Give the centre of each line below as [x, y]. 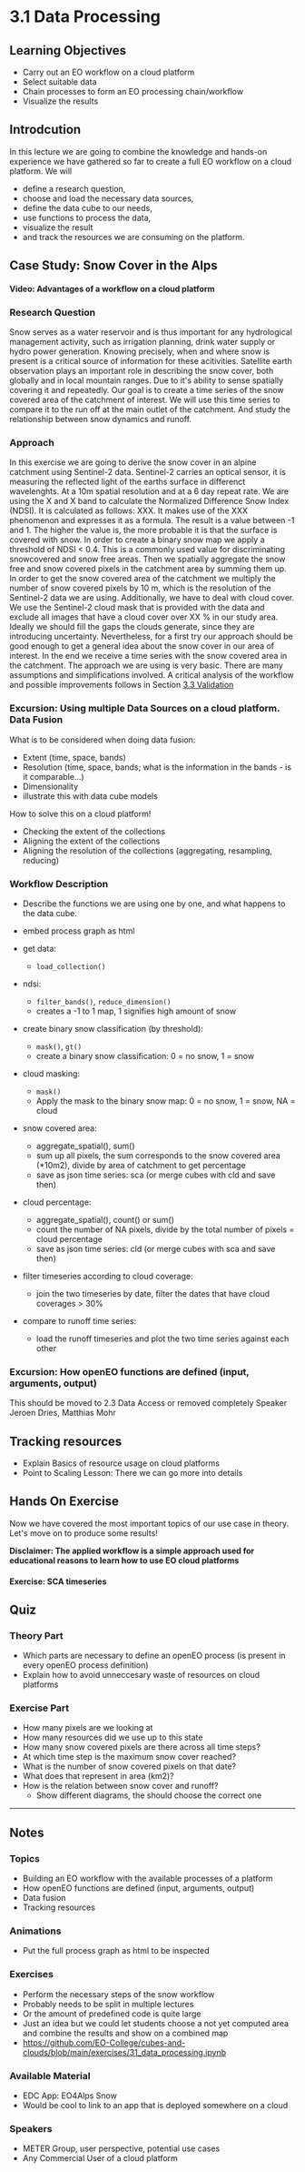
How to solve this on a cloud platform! [80, 813]
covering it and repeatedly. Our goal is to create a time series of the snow [147, 390]
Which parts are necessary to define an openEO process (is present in [154, 1656]
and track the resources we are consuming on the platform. [133, 237]
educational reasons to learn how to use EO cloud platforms [124, 1560]
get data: [39, 948]
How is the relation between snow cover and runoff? [120, 1786]
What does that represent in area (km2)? [98, 1776]
